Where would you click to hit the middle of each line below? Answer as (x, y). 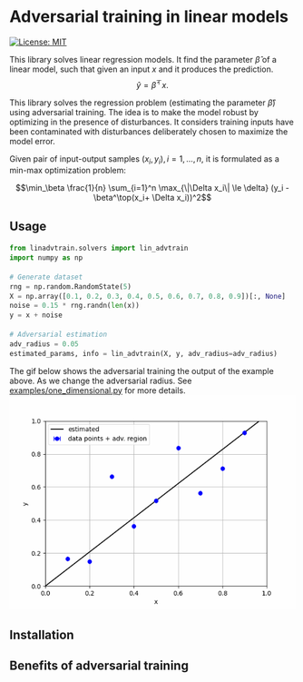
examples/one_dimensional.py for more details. (98, 390)
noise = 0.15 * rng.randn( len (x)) (75, 306)
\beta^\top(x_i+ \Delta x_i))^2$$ (152, 198)
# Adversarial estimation (58, 335)
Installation (42, 635)
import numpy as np (46, 258)
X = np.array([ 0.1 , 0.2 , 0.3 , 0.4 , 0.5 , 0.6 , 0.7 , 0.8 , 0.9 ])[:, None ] (147, 296)
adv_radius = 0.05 (44, 344)
